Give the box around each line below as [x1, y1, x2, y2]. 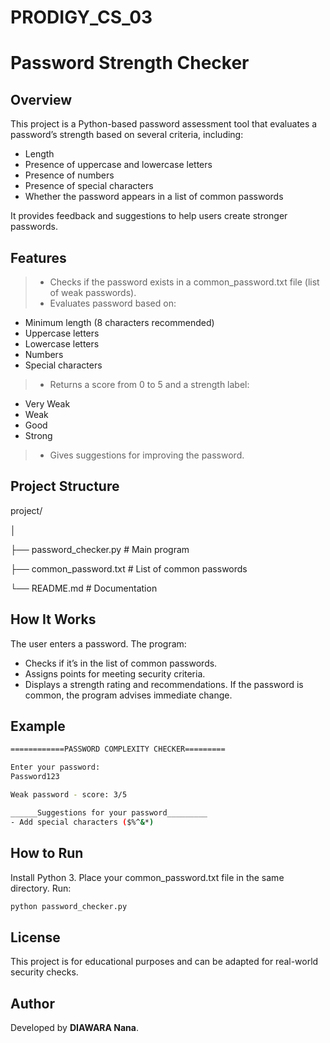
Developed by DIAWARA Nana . [10, 1022, 140, 1033]
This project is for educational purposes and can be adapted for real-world [10, 956, 319, 968]
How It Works [10, 611, 97, 628]
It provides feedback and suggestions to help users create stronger [10, 210, 288, 222]
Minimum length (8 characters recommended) [24, 317, 215, 328]
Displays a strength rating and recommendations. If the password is [24, 678, 304, 690]
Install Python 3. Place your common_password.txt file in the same [10, 871, 285, 883]
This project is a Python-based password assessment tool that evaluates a [10, 118, 318, 130]
